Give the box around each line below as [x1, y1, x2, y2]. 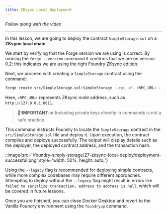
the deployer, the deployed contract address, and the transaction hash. [5, 142, 151, 148]
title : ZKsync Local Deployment [5, 7, 72, 12]
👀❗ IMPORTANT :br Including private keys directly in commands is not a [17, 109, 162, 115]
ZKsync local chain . [5, 40, 47, 46]
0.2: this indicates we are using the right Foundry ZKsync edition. [5, 61, 139, 67]
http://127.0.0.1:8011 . [5, 100, 54, 106]
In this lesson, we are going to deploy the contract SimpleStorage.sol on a [5, 35, 157, 41]
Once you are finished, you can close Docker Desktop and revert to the [5, 198, 151, 204]
